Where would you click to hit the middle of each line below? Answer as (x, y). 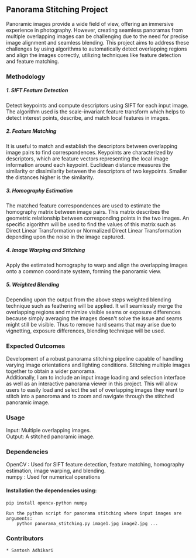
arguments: (19, 518)
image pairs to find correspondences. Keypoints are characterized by (90, 152)
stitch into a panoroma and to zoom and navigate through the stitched (90, 396)
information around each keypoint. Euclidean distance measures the (88, 164)
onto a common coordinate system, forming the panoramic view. (84, 271)
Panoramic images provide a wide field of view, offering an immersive (90, 23)
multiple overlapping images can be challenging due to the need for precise (97, 36)
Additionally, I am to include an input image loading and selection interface (96, 377)
